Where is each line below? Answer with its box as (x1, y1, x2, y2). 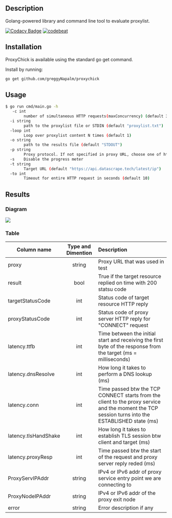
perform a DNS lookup (98, 370, 152, 378)
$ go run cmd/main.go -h (5, 104, 58, 110)
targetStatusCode (8, 297, 51, 305)
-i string (10, 118, 31, 123)
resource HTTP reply (98, 300, 148, 308)
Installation (5, 43, 42, 51)
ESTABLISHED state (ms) (98, 418, 159, 425)
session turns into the (98, 411, 150, 418)
